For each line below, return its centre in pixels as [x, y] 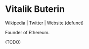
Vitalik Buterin [35, 9]
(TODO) [13, 42]
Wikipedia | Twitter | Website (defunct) [44, 23]
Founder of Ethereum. [27, 32]
